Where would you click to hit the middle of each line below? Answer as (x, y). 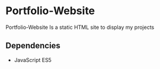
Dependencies (33, 46)
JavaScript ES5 (33, 60)
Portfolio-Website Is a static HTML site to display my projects (80, 27)
